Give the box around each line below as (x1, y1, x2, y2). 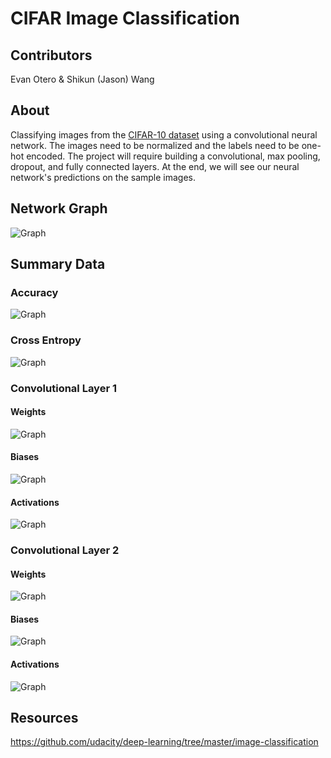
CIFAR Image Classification (10, 7, 240, 30)
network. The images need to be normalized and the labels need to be (10, 139, 300, 151)
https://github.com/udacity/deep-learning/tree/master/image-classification (10, 736, 319, 748)
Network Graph (10, 200, 108, 217)
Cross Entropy (10, 333, 82, 347)
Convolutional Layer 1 (10, 381, 118, 395)
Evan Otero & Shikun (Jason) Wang (10, 73, 155, 85)
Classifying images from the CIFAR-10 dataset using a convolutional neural (10, 128, 318, 141)
